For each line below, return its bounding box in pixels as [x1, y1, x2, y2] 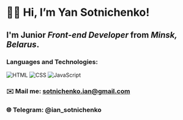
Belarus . [6, 39, 40, 49]
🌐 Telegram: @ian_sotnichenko [6, 105, 102, 114]
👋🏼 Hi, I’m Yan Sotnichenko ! [6, 5, 150, 19]
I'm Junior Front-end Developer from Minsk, [6, 30, 177, 40]
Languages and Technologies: [6, 57, 98, 66]
